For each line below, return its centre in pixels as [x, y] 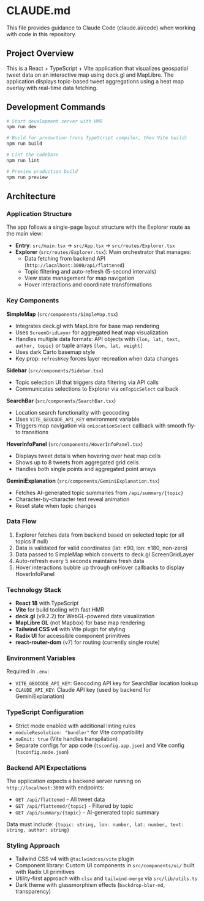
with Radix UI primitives [45, 872]
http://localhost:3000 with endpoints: [55, 788]
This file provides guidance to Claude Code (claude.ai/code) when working [101, 28]
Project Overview [40, 54]
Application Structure [39, 213]
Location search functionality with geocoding [72, 412]
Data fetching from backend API [65, 259]
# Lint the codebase [33, 155]
